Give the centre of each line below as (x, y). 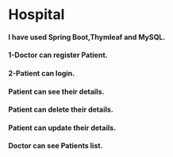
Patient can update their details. (62, 128)
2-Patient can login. (42, 73)
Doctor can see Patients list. (56, 146)
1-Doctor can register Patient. (58, 55)
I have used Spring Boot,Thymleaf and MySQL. (87, 36)
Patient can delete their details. (61, 109)
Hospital (37, 15)
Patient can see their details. (56, 91)
